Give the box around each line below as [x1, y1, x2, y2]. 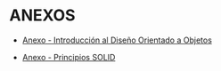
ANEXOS [9, 5, 76, 26]
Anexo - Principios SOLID [21, 51, 116, 62]
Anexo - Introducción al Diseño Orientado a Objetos [21, 35, 212, 45]
